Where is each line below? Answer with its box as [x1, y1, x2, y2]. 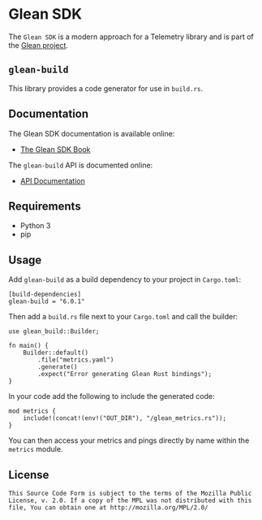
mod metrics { [8, 407, 57, 415]
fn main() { [8, 342, 49, 350]
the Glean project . [8, 40, 69, 50]
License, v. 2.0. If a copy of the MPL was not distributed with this [8, 496, 252, 505]
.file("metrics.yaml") [37, 356, 114, 364]
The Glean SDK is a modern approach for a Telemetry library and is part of [8, 32, 254, 41]
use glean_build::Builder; [8, 327, 100, 336]
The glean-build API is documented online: [8, 160, 153, 170]
